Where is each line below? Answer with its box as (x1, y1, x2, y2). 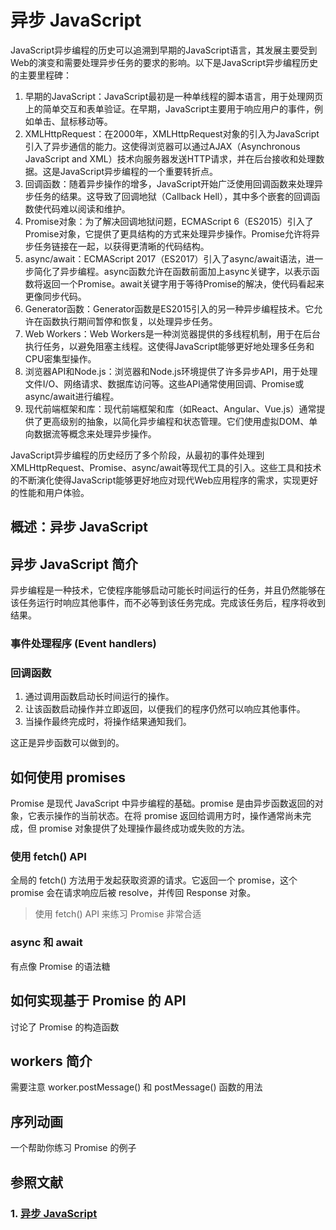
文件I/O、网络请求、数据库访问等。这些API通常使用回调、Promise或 (24, 377, 305, 390)
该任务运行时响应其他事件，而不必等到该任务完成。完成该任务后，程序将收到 (10, 597, 326, 609)
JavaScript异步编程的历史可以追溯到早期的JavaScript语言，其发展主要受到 (10, 44, 318, 56)
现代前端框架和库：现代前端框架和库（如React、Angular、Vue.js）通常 (24, 402, 317, 415)
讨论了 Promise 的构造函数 (10, 1021, 120, 1033)
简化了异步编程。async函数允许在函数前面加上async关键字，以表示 (33, 265, 312, 277)
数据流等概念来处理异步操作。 (33, 427, 157, 440)
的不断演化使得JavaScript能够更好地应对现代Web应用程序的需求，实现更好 (10, 474, 319, 486)
